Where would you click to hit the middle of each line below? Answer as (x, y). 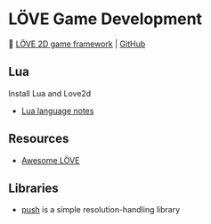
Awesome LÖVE (50, 160)
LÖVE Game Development (105, 19)
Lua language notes (57, 111)
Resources (39, 139)
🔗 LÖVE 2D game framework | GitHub (77, 44)
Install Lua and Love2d (50, 93)
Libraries (33, 188)
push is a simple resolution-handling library (101, 210)
